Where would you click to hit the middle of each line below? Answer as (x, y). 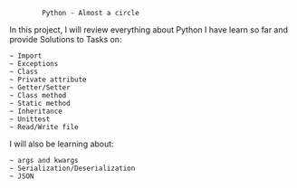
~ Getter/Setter (40, 88)
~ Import (26, 56)
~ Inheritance (36, 111)
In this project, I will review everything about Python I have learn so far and (148, 30)
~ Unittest (30, 119)
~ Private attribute (48, 80)
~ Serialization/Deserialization (72, 168)
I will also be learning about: (62, 144)
